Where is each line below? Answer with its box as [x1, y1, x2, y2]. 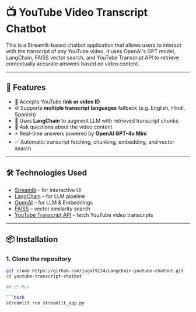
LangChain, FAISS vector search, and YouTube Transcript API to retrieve [6, 54, 179, 61]
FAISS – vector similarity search [14, 205, 90, 212]
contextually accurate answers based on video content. [6, 60, 140, 67]
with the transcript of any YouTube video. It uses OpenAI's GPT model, [6, 47, 176, 54]
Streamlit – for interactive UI [14, 186, 82, 193]
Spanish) [14, 110, 36, 118]
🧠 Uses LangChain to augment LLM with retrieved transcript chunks [14, 117, 179, 124]
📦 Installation [6, 234, 58, 244]
